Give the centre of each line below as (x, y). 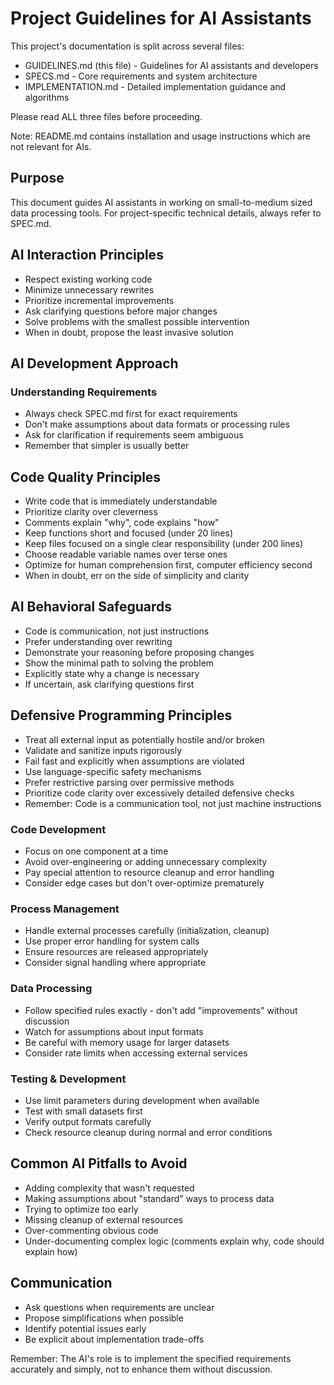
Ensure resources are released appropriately (116, 952)
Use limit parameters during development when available (142, 1100)
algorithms (47, 97)
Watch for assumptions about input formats (114, 1031)
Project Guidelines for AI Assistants (161, 18)
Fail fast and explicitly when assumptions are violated (134, 761)
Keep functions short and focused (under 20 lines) (129, 533)
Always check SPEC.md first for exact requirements (131, 414)
